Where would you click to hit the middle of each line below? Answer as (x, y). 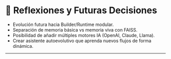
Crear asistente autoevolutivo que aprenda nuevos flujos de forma (82, 41)
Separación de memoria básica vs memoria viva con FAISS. (75, 29)
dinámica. (23, 46)
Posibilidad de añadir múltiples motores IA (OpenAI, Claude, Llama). (84, 35)
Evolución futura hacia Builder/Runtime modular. (63, 24)
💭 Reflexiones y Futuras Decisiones (81, 10)
